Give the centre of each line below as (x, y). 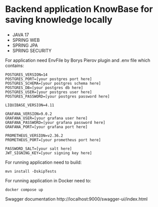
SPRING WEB (26, 40)
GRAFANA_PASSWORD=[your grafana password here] (55, 123)
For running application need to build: (43, 162)
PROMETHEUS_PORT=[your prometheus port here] (53, 140)
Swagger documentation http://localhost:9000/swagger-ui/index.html (77, 199)
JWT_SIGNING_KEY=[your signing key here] (49, 153)
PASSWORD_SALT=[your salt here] (39, 149)
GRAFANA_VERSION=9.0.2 (29, 114)
